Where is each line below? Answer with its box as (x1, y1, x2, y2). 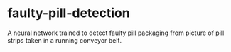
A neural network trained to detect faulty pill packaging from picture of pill (7, 28, 225, 37)
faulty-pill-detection (7, 5, 130, 21)
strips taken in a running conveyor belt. (7, 36, 122, 44)
